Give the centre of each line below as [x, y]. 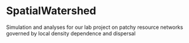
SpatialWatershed [51, 11]
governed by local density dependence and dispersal [71, 33]
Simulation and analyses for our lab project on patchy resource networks [94, 27]
